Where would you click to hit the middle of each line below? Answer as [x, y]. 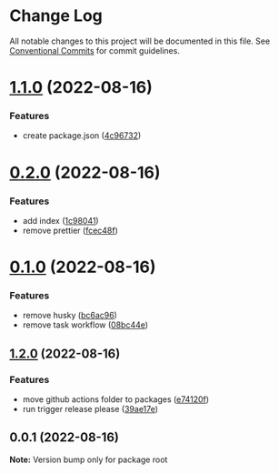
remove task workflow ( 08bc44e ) [85, 325]
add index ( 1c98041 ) [60, 220]
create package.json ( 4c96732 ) [82, 136]
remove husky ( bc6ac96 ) [70, 316]
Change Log [56, 16]
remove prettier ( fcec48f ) [70, 230]
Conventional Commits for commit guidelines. [95, 50]
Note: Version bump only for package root [89, 459]
